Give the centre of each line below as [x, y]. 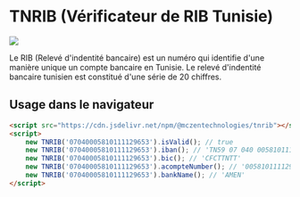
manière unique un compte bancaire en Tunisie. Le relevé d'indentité [135, 67]
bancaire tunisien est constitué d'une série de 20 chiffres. [116, 77]
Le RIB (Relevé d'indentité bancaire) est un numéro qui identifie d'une [137, 57]
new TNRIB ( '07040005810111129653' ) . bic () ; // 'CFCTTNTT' [133, 159]
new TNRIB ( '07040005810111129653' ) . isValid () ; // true [129, 142]
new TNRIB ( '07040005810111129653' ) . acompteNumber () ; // [132, 167]
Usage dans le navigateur [82, 105]
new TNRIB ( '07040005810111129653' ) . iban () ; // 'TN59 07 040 [139, 150]
